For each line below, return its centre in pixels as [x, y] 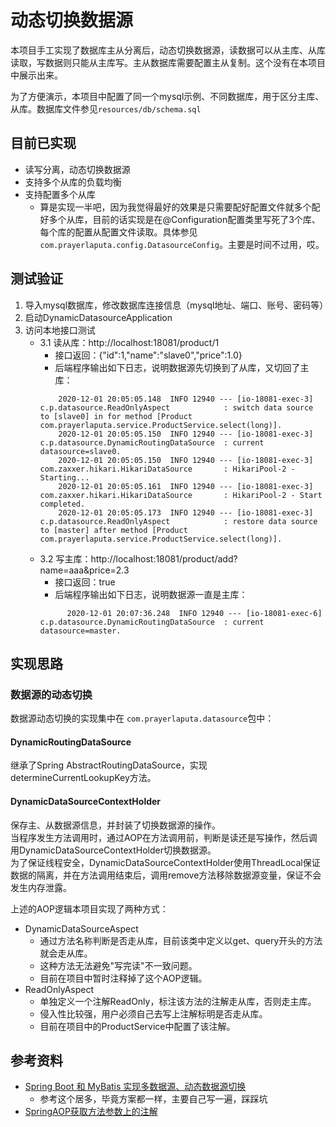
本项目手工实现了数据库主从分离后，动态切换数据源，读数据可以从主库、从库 [168, 50]
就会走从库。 [66, 953]
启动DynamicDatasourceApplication [98, 317]
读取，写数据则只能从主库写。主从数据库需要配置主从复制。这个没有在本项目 [168, 62]
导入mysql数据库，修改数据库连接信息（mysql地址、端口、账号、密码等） [176, 305]
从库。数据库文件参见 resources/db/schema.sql [106, 108]
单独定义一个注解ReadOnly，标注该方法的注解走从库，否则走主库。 [178, 1001]
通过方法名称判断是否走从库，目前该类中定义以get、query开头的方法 [181, 940]
